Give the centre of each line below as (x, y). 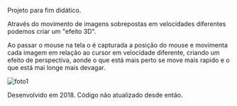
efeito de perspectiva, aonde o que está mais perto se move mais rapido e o (118, 60)
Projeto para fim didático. (44, 10)
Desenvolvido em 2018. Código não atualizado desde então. (95, 95)
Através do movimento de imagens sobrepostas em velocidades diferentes (117, 24)
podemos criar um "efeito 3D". (52, 31)
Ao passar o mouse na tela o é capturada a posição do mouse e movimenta (118, 45)
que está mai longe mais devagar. (56, 67)
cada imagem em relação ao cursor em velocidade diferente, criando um (114, 53)
